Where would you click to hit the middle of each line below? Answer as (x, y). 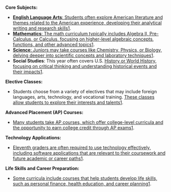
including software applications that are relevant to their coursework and (89, 153)
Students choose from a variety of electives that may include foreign (85, 91)
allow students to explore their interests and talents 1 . (68, 102)
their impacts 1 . (28, 72)
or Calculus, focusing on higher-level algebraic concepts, (94, 39)
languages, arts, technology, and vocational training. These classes (83, 97)
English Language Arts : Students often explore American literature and (88, 17)
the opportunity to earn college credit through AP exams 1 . (74, 128)
